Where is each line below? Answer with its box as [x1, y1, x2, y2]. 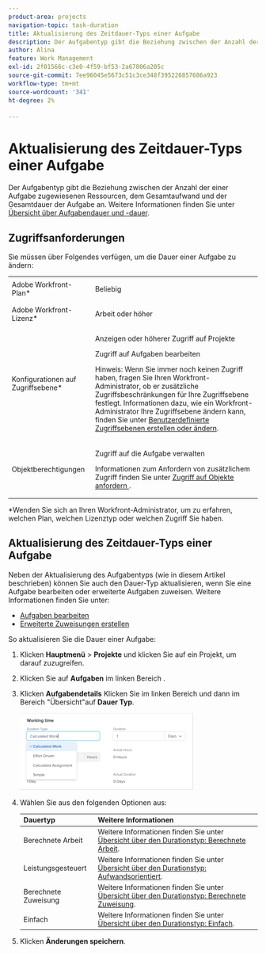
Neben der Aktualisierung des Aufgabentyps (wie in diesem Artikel [8, 570, 226, 579]
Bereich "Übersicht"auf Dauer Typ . [19, 697, 135, 707]
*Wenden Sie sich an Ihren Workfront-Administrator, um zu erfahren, [8, 506, 233, 514]
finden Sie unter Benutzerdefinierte [94, 415, 210, 425]
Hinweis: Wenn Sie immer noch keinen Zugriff [94, 364, 244, 374]
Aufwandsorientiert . [97, 872, 163, 881]
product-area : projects [8, 13, 87, 21]
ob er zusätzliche [142, 381, 199, 391]
